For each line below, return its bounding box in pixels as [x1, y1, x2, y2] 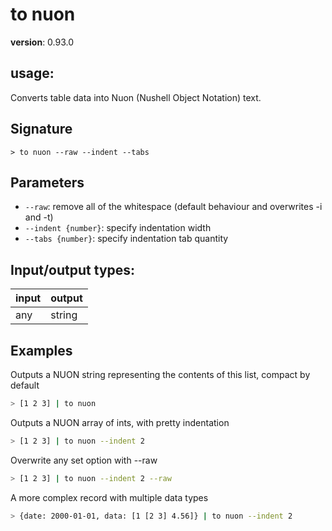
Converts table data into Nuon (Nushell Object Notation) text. [10, 91, 262, 103]
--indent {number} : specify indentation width [24, 222, 212, 234]
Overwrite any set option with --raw [10, 454, 158, 466]
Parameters [10, 174, 85, 191]
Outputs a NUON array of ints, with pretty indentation [10, 416, 230, 428]
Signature [10, 121, 73, 138]
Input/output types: [10, 261, 136, 278]
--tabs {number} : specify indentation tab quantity [24, 233, 229, 245]
